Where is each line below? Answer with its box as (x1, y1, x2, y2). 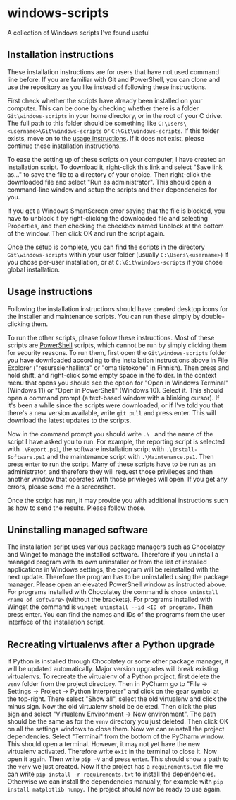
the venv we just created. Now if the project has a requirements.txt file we (7, 763, 223, 771)
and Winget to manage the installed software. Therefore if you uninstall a (7, 550, 219, 559)
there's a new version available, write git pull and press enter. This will (7, 408, 216, 417)
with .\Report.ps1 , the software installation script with (7, 444, 164, 453)
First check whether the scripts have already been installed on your (7, 96, 203, 105)
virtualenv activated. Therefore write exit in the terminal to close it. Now (7, 748, 217, 756)
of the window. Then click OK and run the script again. (7, 228, 166, 238)
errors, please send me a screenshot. (7, 482, 116, 491)
